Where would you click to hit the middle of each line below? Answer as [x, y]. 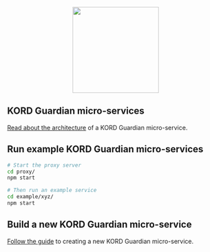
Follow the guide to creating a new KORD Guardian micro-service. [101, 241]
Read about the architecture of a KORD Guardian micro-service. [97, 127]
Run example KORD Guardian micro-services [105, 149]
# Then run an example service [52, 190]
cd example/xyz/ [30, 197]
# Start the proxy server [44, 165]
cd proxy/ [21, 171]
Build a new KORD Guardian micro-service [99, 225]
